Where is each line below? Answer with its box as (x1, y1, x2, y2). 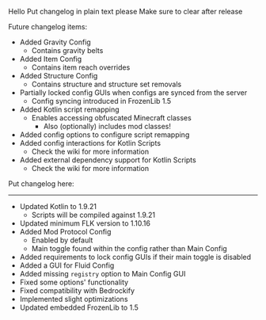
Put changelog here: (8, 179, 74, 189)
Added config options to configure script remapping (19, 130, 190, 139)
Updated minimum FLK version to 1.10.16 (19, 219, 150, 228)
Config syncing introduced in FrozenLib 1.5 (31, 97, 172, 105)
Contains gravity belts (31, 46, 104, 55)
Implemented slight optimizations (19, 295, 128, 303)
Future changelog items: (8, 22, 88, 31)
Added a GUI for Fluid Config (19, 261, 115, 270)
